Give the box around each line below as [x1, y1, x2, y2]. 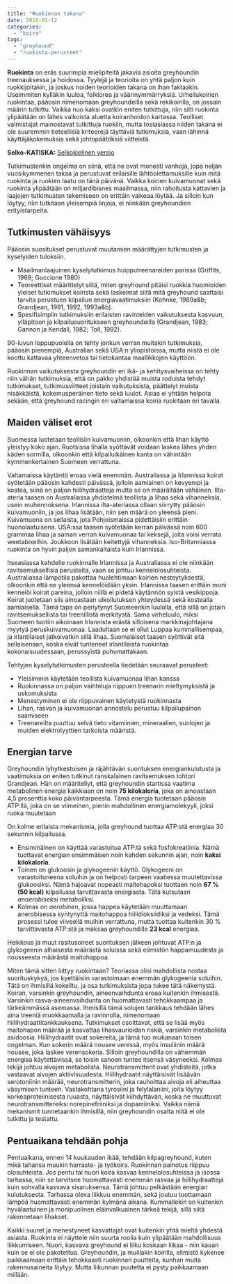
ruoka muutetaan [7, 809, 56, 817]
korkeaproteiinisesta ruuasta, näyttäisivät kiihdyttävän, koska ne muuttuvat [7, 1092, 221, 1101]
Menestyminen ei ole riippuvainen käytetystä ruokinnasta [17, 696, 182, 704]
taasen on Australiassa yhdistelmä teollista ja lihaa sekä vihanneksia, [25, 493, 222, 502]
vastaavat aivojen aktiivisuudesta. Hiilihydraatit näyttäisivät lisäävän [7, 1070, 200, 1078]
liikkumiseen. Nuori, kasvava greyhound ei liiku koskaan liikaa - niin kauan [7, 1241, 219, 1249]
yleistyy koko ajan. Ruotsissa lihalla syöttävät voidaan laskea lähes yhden [7, 442, 217, 451]
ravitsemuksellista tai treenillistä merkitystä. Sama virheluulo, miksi [7, 610, 198, 619]
